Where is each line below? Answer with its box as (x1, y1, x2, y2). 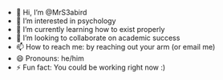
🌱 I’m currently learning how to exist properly (15, 25, 165, 34)
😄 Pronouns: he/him (15, 54, 84, 63)
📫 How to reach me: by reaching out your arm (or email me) (15, 42, 216, 51)
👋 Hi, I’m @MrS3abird (15, 8, 87, 17)
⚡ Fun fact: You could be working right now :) (15, 62, 166, 72)
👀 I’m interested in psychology (15, 16, 116, 26)
